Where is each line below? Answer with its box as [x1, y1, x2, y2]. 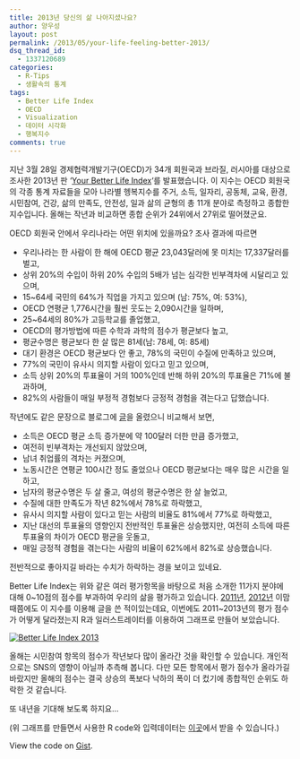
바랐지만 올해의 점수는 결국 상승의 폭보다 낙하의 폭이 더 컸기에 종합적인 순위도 [9, 673, 279, 684]
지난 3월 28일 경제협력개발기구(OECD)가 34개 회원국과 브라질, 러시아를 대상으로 [9, 163, 291, 175]
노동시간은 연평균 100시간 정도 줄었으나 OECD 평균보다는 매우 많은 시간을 [21, 463, 280, 475]
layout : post [9, 30, 58, 39]
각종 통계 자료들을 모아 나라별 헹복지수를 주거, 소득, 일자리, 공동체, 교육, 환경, [18, 185, 288, 197]
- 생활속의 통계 [17, 80, 67, 89]
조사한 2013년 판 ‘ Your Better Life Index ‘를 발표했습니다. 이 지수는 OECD [9, 175, 267, 185]
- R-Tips [17, 72, 50, 81]
